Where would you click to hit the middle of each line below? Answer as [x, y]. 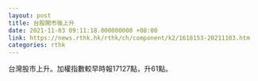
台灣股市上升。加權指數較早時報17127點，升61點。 [90, 69]
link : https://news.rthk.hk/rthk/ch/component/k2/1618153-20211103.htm [129, 38]
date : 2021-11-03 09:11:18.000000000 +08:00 [83, 30]
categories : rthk [37, 45]
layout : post [30, 15]
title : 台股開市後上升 [42, 23]
